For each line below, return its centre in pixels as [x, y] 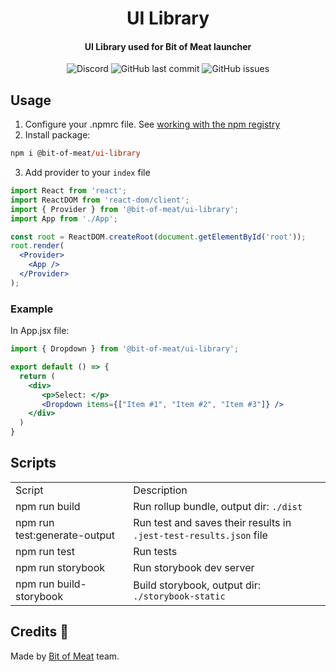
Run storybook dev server [194, 567]
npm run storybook [60, 567]
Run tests [155, 551]
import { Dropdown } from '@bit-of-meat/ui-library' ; [125, 349]
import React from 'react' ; [69, 191]
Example [32, 309]
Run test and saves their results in [212, 522]
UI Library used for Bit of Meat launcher [168, 46]
